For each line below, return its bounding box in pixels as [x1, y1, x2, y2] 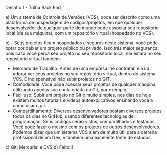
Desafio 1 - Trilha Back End [5, 5, 61, 10]
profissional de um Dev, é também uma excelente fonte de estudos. [12, 135, 152, 140]
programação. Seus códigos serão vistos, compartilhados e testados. [12, 119, 156, 124]
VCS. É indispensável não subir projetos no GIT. [12, 76, 111, 82]
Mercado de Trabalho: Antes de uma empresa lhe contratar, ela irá [12, 65, 150, 71]
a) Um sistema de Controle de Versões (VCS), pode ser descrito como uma [5, 14, 160, 20]
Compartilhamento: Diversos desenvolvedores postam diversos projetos [12, 108, 162, 114]
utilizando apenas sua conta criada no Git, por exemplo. [12, 87, 128, 92]
